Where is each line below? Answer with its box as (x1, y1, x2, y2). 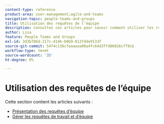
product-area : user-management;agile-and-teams (5, 12, 104, 17)
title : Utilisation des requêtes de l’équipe (5, 21, 99, 26)
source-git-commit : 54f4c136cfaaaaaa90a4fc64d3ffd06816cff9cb (5, 44, 134, 49)
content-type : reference (5, 7, 56, 12)
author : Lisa (5, 30, 32, 35)
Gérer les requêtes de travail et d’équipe (12, 114, 93, 120)
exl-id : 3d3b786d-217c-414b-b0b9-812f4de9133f (5, 39, 102, 44)
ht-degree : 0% (5, 57, 34, 62)
